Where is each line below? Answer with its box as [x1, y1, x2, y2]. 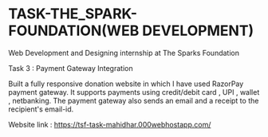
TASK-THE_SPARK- [8, 5, 138, 23]
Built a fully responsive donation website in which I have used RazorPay [8, 79, 244, 88]
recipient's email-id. [8, 104, 74, 114]
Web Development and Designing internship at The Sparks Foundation [8, 48, 239, 57]
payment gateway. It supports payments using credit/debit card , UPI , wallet [8, 87, 260, 96]
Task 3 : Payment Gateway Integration [8, 63, 133, 72]
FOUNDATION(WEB [8, 22, 140, 40]
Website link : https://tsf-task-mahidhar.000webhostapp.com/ [8, 119, 211, 129]
